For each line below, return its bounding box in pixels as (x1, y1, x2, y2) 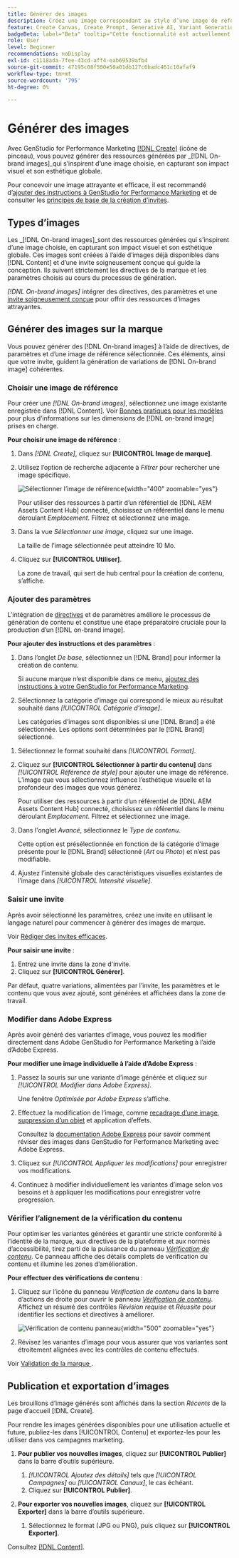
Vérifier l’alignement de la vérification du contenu (7, 1213, 183, 1223)
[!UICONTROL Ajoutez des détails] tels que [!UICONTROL (28, 1471, 197, 1479)
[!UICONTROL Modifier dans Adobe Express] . (17, 1081, 152, 1089)
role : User (7, 37, 40, 44)
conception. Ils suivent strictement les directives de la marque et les (7, 266, 207, 274)
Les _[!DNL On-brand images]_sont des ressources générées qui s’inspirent (7, 236, 230, 243)
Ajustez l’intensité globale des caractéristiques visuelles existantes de (17, 869, 223, 878)
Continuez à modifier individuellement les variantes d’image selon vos (17, 1180, 223, 1189)
